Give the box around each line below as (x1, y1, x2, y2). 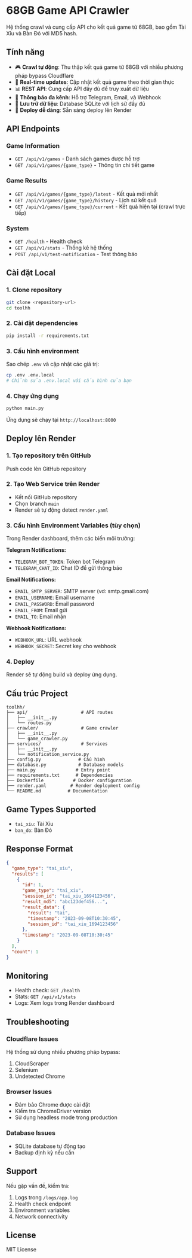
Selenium (14, 1066, 38, 1074)
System (6, 224, 29, 232)
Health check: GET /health (14, 987, 80, 994)
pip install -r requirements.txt (6, 333, 89, 339)
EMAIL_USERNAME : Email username (14, 594, 95, 601)
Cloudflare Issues (6, 1035, 58, 1043)
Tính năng (6, 47, 45, 57)
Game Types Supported (6, 804, 97, 815)
